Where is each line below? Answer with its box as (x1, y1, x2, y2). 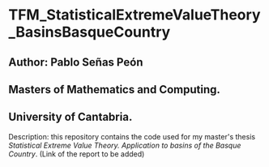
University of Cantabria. (8, 110, 133, 124)
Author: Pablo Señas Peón (8, 55, 143, 69)
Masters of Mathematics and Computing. (8, 83, 221, 96)
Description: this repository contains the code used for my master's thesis (8, 131, 256, 141)
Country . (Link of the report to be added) (8, 148, 145, 159)
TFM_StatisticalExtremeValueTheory (8, 6, 261, 24)
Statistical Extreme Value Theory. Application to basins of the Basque (8, 140, 241, 150)
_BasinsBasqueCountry (8, 23, 171, 41)
